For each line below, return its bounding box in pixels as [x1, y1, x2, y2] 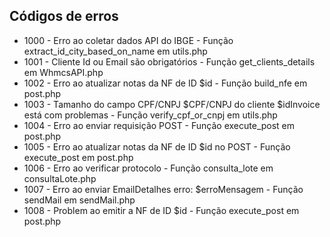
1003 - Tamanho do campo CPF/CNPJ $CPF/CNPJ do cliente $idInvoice [23, 98, 321, 110]
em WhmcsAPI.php [23, 66, 104, 78]
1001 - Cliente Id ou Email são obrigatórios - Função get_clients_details [23, 55, 316, 68]
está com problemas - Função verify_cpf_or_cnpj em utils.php [23, 109, 278, 121]
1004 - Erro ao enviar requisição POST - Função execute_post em [23, 119, 296, 131]
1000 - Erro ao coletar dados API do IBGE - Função [23, 34, 234, 46]
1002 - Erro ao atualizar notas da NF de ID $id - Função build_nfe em [23, 77, 308, 89]
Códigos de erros [9, 8, 119, 25]
